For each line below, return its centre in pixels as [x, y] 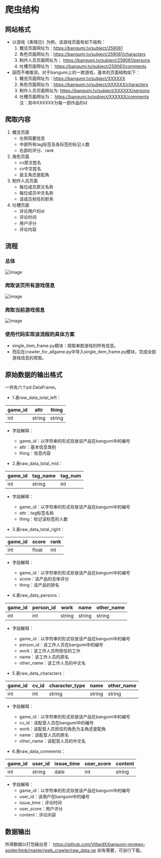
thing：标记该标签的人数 [43, 519]
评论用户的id [32, 211]
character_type [67, 686]
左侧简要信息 [32, 138]
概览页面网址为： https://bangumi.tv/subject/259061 [71, 48]
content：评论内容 [38, 815]
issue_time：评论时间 [40, 803]
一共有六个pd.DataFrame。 [32, 387]
